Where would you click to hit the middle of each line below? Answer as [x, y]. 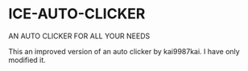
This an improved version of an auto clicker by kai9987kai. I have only [124, 51]
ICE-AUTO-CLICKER [77, 14]
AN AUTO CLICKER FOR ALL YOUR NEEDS [79, 36]
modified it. [27, 60]
